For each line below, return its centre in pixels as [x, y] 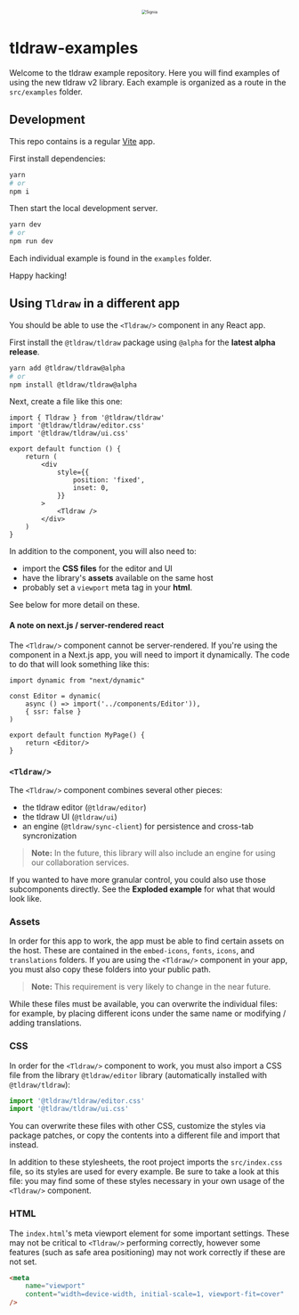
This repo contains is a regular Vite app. [82, 141]
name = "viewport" [56, 1286]
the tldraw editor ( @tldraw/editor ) [84, 807]
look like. [26, 898]
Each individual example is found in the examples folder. [110, 258]
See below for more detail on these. [75, 605]
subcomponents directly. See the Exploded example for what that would [142, 889]
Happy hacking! [38, 275]
